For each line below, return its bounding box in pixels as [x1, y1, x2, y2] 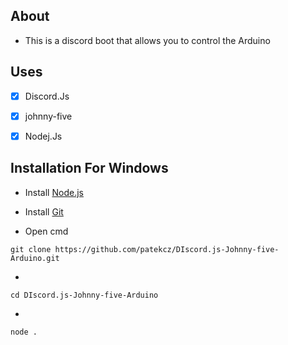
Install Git [24, 205, 64, 218]
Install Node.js [24, 186, 84, 198]
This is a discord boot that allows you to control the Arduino [24, 34, 271, 46]
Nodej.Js [24, 130, 63, 142]
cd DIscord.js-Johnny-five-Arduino [10, 290, 159, 300]
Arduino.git [10, 253, 60, 263]
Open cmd [24, 225, 69, 237]
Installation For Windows [10, 160, 169, 177]
